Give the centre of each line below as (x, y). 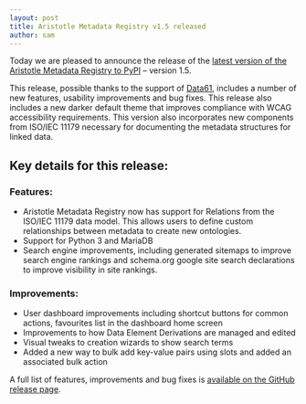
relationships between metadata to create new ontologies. (132, 231)
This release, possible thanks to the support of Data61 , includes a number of (153, 89)
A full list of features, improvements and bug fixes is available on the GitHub (152, 379)
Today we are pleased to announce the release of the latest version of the (148, 61)
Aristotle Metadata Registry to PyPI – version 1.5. (100, 70)
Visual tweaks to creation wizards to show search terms (128, 343)
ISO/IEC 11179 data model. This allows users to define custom (138, 221)
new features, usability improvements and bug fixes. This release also (141, 98)
